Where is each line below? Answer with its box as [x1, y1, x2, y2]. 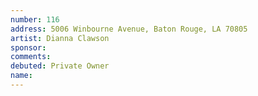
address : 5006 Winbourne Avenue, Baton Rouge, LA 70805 [10, 24, 248, 34]
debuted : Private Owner [10, 61, 110, 71]
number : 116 [10, 14, 60, 25]
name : [10, 71, 33, 81]
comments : [10, 52, 52, 62]
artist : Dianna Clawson [10, 33, 110, 43]
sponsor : [10, 42, 47, 53]
